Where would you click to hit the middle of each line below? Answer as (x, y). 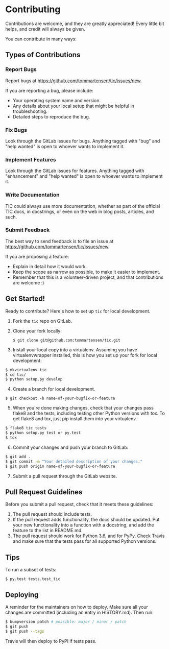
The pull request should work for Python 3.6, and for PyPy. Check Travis (89, 536)
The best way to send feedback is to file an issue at (59, 241)
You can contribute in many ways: (41, 39)
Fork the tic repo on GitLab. (42, 321)
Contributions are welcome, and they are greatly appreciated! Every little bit (85, 23)
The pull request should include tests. (52, 514)
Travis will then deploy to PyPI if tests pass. (51, 641)
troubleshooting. (30, 111)
